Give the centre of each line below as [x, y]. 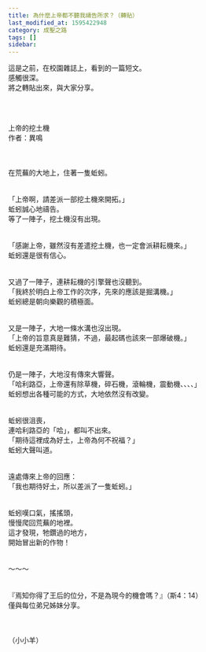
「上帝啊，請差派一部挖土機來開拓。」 [68, 199]
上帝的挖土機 [29, 128]
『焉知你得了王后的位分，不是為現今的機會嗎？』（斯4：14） [105, 595]
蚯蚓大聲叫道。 [32, 450]
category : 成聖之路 [38, 30]
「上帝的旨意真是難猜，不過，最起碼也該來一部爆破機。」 [99, 338]
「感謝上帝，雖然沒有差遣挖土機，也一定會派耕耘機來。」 [99, 245]
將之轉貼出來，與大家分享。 [53, 88]
